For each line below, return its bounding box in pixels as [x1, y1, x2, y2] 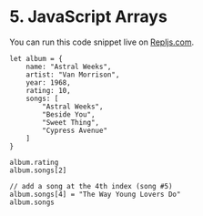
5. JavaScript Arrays [9, 6, 168, 27]
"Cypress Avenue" [42, 126, 107, 135]
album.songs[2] [9, 166, 67, 175]
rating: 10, [25, 86, 71, 95]
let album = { [9, 54, 64, 63]
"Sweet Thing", [42, 118, 100, 127]
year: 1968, [25, 77, 71, 87]
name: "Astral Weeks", [25, 62, 112, 71]
